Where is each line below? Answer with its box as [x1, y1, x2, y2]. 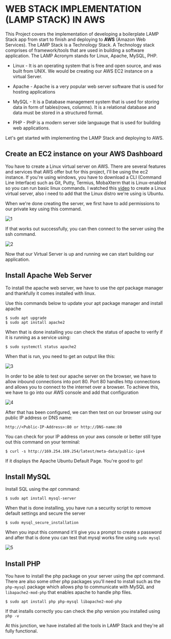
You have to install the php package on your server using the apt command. [5, 573, 165, 579]
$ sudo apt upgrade [5, 315, 47, 320]
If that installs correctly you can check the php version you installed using [5, 608, 161, 614]
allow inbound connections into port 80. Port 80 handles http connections [5, 378, 161, 384]
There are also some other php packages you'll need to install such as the [5, 579, 161, 585]
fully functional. [5, 628, 38, 634]
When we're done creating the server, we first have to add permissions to [5, 200, 160, 206]
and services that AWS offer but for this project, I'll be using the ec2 [5, 168, 148, 174]
